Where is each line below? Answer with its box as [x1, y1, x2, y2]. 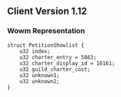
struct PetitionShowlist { [7, 41, 85, 49]
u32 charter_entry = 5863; [19, 54, 97, 61]
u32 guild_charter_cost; [19, 65, 91, 73]
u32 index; [19, 47, 51, 54]
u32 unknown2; [19, 78, 60, 85]
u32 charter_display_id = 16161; [19, 60, 115, 67]
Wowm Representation [7, 26, 85, 36]
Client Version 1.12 [7, 6, 87, 17]
